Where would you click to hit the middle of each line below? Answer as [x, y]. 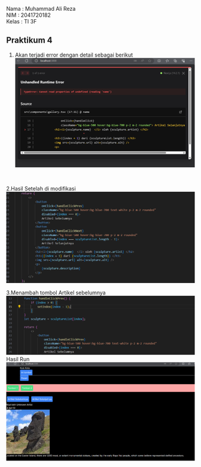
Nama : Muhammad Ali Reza [41, 9]
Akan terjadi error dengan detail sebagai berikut [74, 55]
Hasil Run [18, 359]
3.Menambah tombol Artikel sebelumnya [56, 292]
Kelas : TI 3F [22, 21]
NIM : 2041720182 [28, 15]
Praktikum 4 [29, 41]
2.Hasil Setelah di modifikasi [41, 189]
